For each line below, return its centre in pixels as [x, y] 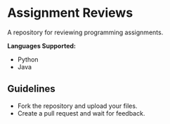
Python [28, 59]
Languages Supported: [41, 46]
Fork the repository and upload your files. [77, 106]
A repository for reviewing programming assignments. [85, 32]
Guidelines [31, 89]
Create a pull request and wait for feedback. [81, 113]
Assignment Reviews [70, 13]
